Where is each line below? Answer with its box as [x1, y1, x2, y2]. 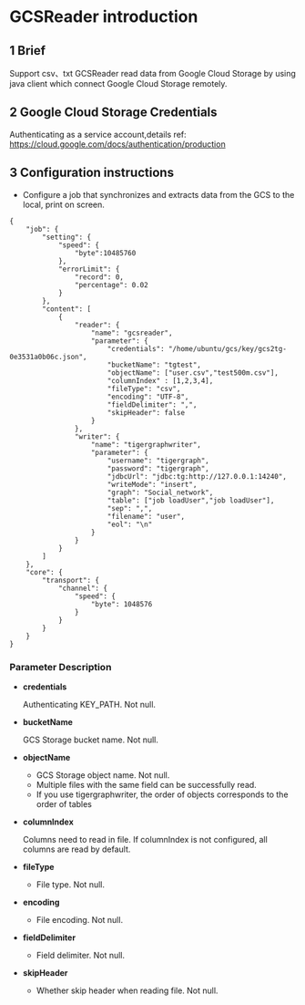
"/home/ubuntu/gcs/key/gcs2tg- [168, 344, 287, 353]
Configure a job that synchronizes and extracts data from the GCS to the [22, 189, 295, 200]
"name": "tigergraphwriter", [90, 440, 202, 449]
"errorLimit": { [57, 264, 120, 274]
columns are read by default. [22, 844, 131, 855]
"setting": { [42, 233, 92, 242]
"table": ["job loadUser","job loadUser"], [107, 495, 275, 505]
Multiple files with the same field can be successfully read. [36, 779, 257, 790]
